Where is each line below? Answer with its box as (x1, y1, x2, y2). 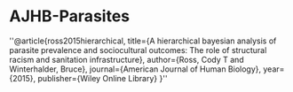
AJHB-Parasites (9, 6, 131, 27)
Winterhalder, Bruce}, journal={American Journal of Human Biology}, (9, 64, 262, 74)
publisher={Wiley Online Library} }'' (37, 73, 168, 83)
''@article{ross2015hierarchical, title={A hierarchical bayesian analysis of (9, 35, 277, 46)
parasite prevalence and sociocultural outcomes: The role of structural (9, 44, 267, 55)
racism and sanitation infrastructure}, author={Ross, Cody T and (9, 54, 244, 65)
